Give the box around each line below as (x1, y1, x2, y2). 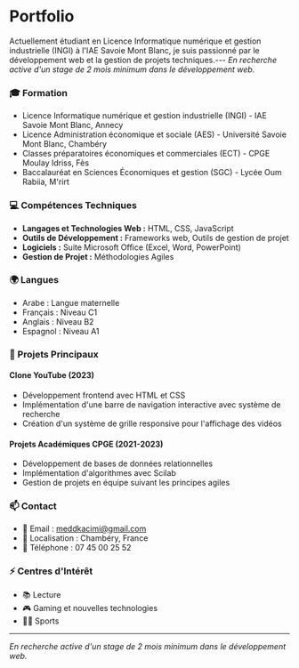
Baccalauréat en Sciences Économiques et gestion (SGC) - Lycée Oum (21, 167, 282, 178)
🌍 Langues (9, 274, 60, 286)
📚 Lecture (21, 589, 61, 600)
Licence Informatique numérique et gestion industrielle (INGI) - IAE (21, 110, 267, 121)
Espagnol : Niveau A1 (21, 326, 100, 336)
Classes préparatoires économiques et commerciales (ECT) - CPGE (21, 149, 271, 159)
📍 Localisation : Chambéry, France (21, 533, 149, 543)
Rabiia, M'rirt (21, 176, 69, 188)
